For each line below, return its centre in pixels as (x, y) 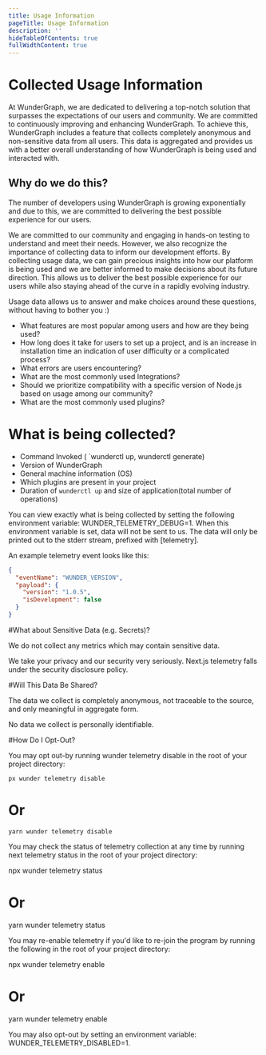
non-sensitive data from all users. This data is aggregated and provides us (131, 142)
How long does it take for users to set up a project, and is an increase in (138, 342)
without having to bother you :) (59, 310)
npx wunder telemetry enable (57, 964)
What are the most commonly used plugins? (92, 402)
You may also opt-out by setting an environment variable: (103, 1034)
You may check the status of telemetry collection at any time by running (127, 846)
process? (35, 359)
